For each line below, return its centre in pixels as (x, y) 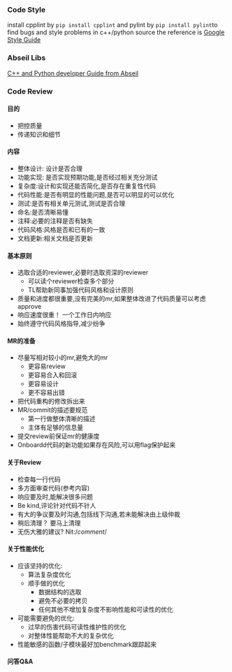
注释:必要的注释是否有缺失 (55, 221)
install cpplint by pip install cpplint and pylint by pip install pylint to (113, 25)
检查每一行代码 (39, 479)
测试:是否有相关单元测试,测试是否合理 (71, 203)
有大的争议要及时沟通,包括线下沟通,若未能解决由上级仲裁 (99, 514)
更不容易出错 (46, 393)
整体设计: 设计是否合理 (50, 168)
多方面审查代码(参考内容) (53, 488)
